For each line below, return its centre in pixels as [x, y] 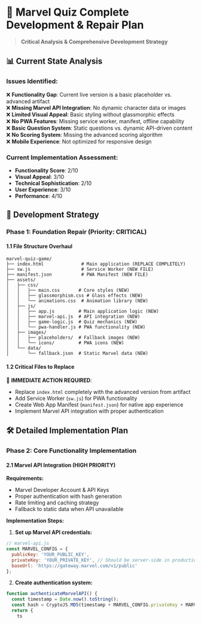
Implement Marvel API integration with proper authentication [89, 411]
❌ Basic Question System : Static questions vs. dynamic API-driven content [99, 128]
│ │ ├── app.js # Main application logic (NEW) [83, 312]
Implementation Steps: [35, 521]
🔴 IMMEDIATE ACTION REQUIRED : [49, 380]
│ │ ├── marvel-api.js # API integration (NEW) [73, 317]
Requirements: [25, 478]
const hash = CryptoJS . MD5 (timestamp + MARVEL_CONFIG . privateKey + [98, 605]
